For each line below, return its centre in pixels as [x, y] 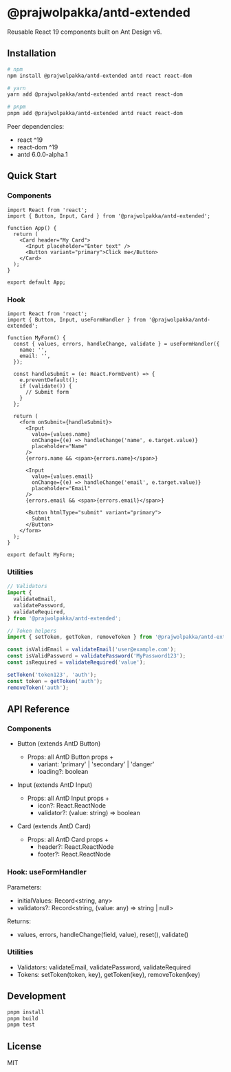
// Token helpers [32, 631]
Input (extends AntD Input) [55, 785]
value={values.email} [63, 476]
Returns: [19, 921]
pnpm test [21, 1025]
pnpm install [26, 1012]
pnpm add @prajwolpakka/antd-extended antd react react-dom [95, 114]
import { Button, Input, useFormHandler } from [77, 319]
